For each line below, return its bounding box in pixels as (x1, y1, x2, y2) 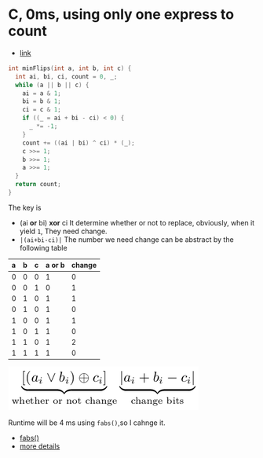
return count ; (15, 181, 61, 189)
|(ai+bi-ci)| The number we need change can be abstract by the (19, 234, 234, 244)
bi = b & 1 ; (22, 97, 61, 105)
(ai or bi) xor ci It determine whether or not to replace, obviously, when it (19, 218, 255, 227)
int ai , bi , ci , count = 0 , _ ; (15, 72, 118, 80)
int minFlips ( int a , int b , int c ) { (8, 64, 132, 72)
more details (19, 442, 60, 451)
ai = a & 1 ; (22, 89, 61, 97)
